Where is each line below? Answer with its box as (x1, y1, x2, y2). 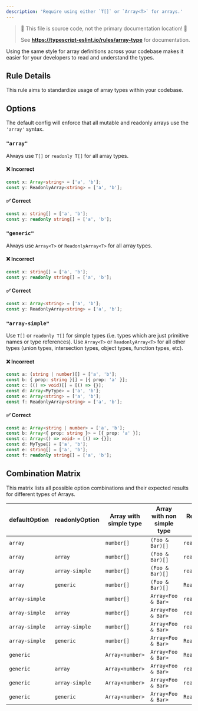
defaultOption (9, 515, 49, 524)
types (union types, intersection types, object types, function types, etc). (6, 344, 184, 351)
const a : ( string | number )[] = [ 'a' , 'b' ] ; (6, 372, 117, 378)
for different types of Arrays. (6, 490, 75, 498)
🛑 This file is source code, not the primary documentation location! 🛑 (20, 25, 187, 32)
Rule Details (6, 71, 51, 81)
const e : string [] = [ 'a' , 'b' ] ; (6, 447, 88, 453)
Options (6, 104, 37, 114)
